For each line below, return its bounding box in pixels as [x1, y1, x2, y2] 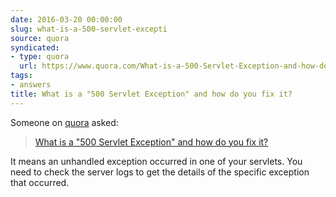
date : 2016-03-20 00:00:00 [10, 14, 123, 25]
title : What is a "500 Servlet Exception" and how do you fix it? [10, 89, 293, 99]
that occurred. [10, 176, 70, 188]
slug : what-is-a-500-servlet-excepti [10, 24, 168, 34]
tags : [10, 71, 33, 81]
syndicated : [10, 42, 60, 53]
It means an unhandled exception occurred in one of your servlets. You [10, 155, 303, 167]
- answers [10, 80, 52, 90]
